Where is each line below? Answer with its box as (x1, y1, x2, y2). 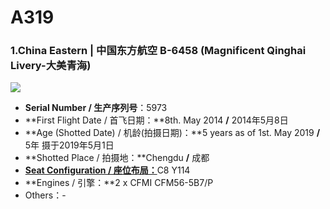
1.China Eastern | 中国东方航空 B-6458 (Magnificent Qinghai (10, 44, 307, 58)
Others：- (24, 189, 67, 201)
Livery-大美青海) (10, 59, 92, 73)
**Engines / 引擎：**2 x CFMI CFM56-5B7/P (24, 177, 214, 189)
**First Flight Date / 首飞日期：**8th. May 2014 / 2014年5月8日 (24, 114, 289, 126)
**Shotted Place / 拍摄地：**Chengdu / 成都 (24, 152, 210, 164)
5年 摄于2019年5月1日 (24, 139, 115, 151)
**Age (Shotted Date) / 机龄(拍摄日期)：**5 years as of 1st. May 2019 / (24, 127, 321, 139)
